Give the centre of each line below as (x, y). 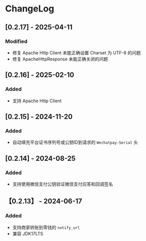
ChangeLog (30, 9)
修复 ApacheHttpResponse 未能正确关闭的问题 (60, 59)
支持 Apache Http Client (37, 101)
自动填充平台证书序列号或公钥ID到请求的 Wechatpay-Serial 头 (75, 142)
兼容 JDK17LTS (28, 234)
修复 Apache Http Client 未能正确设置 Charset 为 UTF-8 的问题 (76, 52)
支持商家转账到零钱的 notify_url (46, 227)
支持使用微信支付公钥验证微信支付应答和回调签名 (63, 184)
